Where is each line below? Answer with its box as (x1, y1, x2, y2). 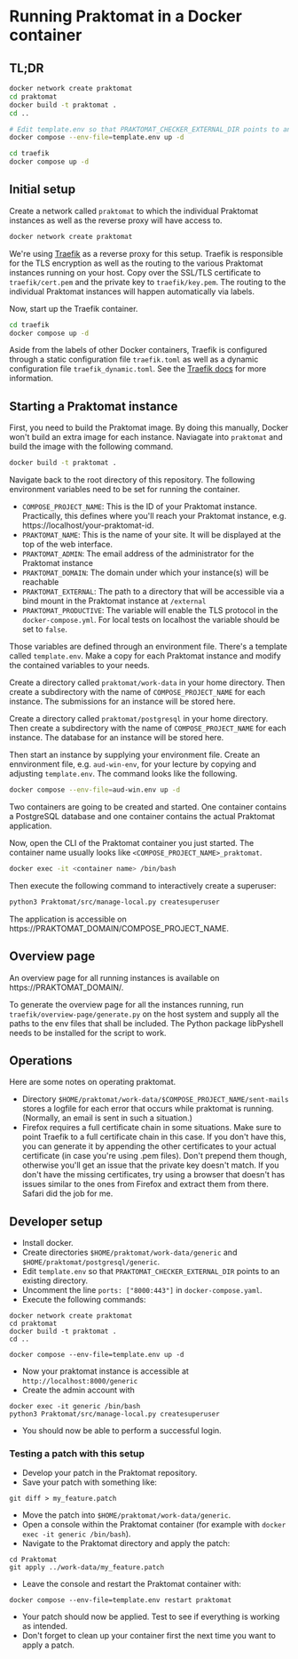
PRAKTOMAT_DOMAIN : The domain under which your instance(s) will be (21, 567, 269, 578)
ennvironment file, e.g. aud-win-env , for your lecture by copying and (9, 759, 257, 770)
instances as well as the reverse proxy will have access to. (9, 215, 223, 226)
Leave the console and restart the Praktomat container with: (21, 1579, 242, 1590)
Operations (9, 1053, 73, 1068)
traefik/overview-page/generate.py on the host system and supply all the (9, 1009, 279, 1019)
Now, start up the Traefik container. (9, 303, 138, 314)
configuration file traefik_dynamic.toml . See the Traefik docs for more (9, 363, 267, 374)
